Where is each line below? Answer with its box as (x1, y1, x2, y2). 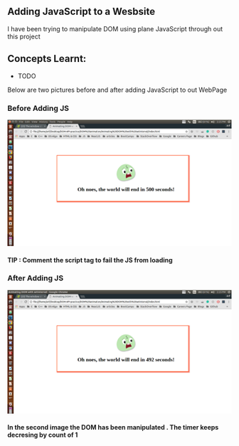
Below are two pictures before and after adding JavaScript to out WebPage (7, 85, 228, 94)
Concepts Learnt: (7, 53, 87, 65)
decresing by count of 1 (7, 430, 78, 440)
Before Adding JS (7, 103, 70, 113)
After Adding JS (7, 273, 64, 283)
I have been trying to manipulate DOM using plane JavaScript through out (7, 24, 223, 33)
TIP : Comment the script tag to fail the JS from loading (7, 255, 173, 264)
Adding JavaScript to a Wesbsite (7, 6, 155, 18)
